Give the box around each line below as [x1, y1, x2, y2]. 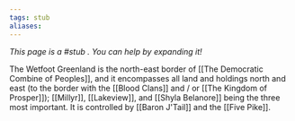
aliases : [9, 22, 42, 30]
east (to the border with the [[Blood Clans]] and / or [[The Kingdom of [9, 82, 268, 93]
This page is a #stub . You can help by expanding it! [9, 46, 202, 56]
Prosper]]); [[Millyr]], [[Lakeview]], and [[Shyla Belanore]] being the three [9, 91, 281, 103]
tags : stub [9, 13, 50, 22]
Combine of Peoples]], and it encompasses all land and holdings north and [9, 73, 286, 83]
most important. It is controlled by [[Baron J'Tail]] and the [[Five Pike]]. [9, 101, 272, 112]
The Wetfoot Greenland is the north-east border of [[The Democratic [9, 64, 264, 74]
